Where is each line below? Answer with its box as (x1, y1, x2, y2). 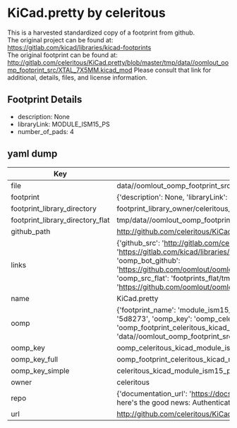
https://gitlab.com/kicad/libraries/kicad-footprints (7, 43, 152, 51)
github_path (11, 226, 51, 236)
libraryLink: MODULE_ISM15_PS (17, 120, 111, 128)
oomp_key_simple (11, 365, 70, 375)
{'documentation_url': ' (116, 389, 192, 398)
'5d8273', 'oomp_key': (116, 314, 193, 324)
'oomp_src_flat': (116, 273, 169, 283)
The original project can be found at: (7, 35, 114, 44)
